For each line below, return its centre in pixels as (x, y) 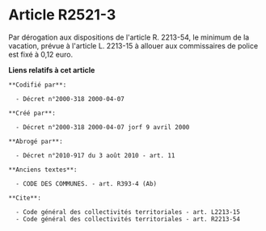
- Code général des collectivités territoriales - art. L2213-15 (128, 212)
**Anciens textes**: (43, 170)
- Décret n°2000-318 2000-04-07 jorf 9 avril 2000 (103, 127)
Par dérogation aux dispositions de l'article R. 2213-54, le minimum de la (129, 37)
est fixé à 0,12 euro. (41, 54)
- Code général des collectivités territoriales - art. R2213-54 (128, 219)
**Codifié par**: (38, 85)
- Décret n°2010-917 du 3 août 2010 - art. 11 (95, 155)
